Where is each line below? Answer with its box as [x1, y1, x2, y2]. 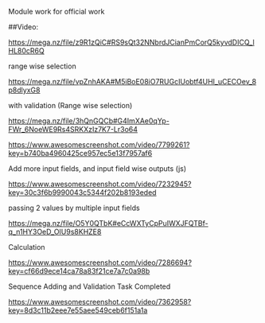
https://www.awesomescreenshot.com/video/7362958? [8, 298, 192, 306]
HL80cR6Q [8, 46, 45, 55]
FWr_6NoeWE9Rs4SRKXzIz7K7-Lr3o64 [8, 125, 138, 134]
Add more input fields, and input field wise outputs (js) [8, 164, 187, 173]
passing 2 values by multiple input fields [8, 203, 141, 212]
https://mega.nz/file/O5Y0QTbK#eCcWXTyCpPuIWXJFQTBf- [8, 219, 208, 228]
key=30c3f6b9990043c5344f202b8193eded [8, 188, 157, 197]
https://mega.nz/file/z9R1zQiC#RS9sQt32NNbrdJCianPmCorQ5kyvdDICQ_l [8, 37, 255, 47]
